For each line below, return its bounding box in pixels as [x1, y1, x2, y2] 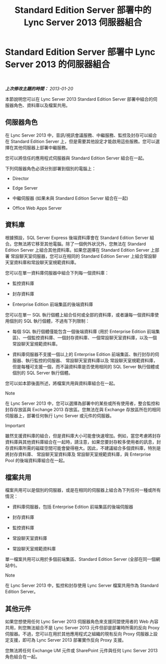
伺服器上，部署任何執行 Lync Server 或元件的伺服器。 [5, 413, 115, 419]
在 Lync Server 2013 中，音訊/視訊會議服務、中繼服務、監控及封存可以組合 [5, 132, 157, 138]
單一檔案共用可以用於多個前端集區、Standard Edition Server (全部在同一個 [5, 556, 156, 562]
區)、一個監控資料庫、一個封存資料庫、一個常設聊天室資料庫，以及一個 [12, 334, 157, 341]
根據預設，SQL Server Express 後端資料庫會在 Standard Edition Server [5, 234, 149, 240]
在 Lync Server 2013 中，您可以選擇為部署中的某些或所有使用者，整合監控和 [5, 400, 160, 406]
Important [5, 423, 25, 429]
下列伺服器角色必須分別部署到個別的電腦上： [5, 165, 96, 171]
